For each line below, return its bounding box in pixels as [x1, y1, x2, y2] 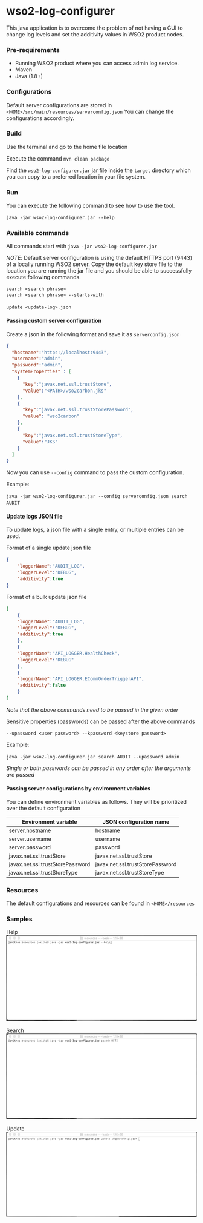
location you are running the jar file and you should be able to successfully [6, 267, 192, 274]
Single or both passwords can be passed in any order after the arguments [6, 764, 192, 772]
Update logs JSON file [6, 512, 63, 520]
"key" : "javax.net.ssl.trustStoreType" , [22, 432, 123, 439]
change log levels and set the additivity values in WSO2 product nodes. [6, 30, 184, 38]
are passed [6, 771, 35, 778]
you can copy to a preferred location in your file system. [6, 173, 146, 180]
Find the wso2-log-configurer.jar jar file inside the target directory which [6, 167, 192, 174]
